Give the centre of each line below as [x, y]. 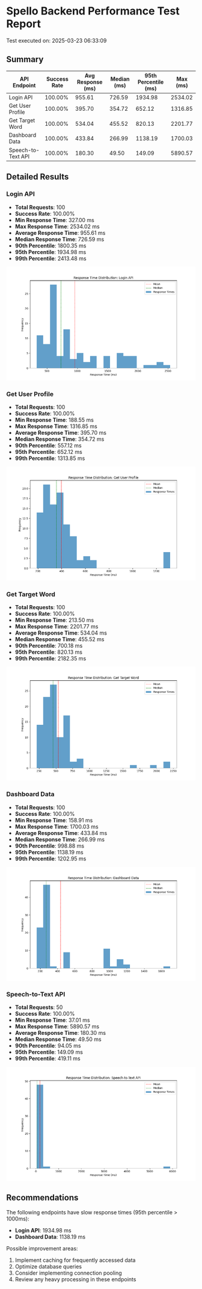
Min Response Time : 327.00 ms [55, 220]
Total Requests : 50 [39, 1007]
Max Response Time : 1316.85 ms [56, 426]
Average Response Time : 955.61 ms [60, 232]
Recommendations [42, 1198]
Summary [25, 59]
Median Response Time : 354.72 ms [60, 439]
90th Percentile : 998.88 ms [50, 846]
